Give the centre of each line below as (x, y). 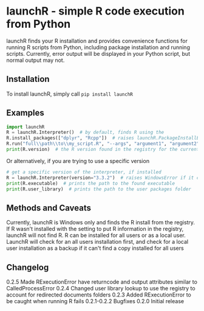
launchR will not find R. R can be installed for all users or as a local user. (96, 235)
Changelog (28, 267)
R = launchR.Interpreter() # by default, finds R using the (85, 132)
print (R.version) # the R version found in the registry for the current (103, 150)
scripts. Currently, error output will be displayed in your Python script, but (98, 53)
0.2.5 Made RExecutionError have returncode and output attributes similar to (102, 282)
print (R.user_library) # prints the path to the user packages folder (99, 189)
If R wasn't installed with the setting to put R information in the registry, (95, 229)
